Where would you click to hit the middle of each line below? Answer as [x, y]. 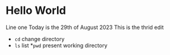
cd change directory [39, 39]
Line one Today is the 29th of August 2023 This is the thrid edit [85, 27]
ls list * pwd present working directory [61, 45]
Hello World [36, 11]
